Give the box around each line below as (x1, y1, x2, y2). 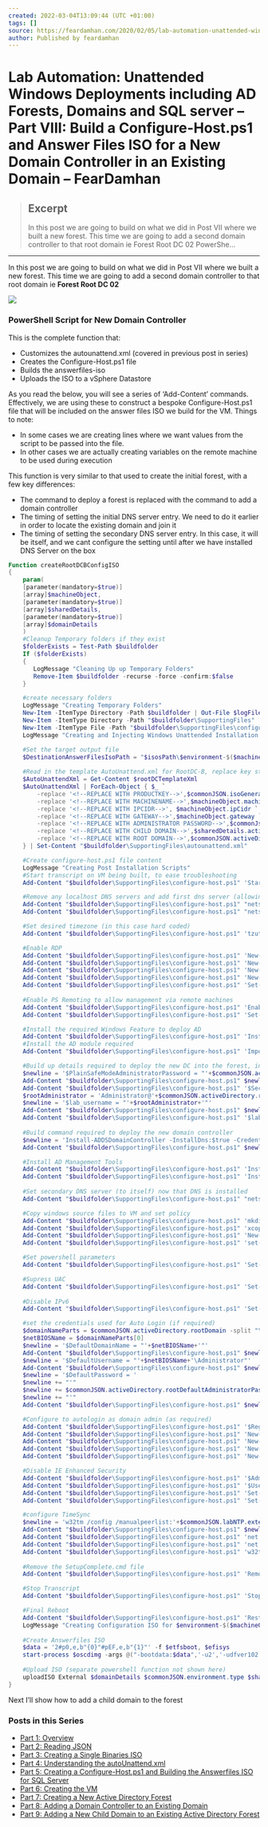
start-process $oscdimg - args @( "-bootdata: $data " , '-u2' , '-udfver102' (22, 1651, 262, 1659)
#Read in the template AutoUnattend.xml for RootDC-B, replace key (22, 767, 251, 776)
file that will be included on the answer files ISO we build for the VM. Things (8, 406, 258, 416)
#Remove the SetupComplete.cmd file (22, 1563, 145, 1571)
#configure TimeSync (22, 1511, 91, 1519)
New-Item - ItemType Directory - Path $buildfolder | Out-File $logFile (22, 709, 262, 717)
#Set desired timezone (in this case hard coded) (22, 922, 191, 930)
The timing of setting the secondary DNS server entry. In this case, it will (19, 528, 258, 539)
